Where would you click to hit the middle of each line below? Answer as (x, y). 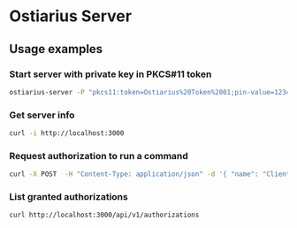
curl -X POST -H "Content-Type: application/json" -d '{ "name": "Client (150, 174)
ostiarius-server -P (47, 92)
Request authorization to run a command (99, 156)
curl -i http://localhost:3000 (67, 133)
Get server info (42, 115)
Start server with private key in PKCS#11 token (110, 74)
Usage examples (56, 49)
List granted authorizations (69, 197)
